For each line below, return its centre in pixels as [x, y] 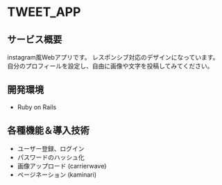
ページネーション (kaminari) [57, 175]
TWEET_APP [44, 12]
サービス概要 [35, 39]
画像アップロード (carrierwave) [62, 166]
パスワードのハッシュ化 [51, 157]
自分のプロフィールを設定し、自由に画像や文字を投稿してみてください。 [110, 66]
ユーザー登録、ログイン [51, 148]
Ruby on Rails [37, 107]
